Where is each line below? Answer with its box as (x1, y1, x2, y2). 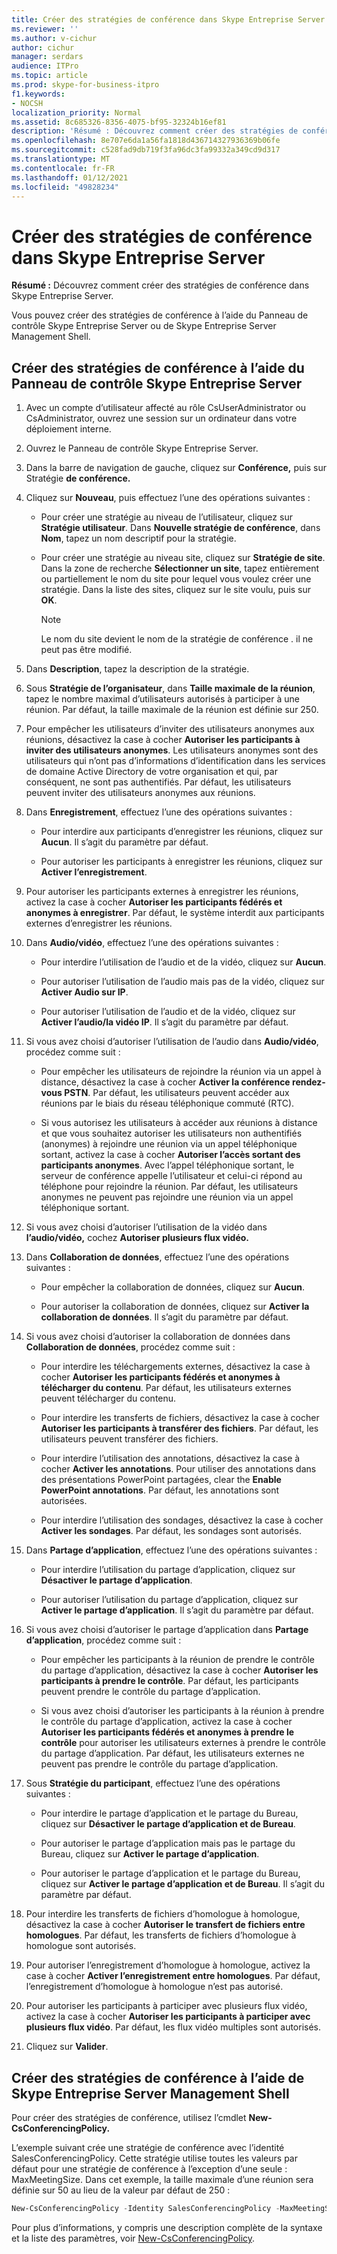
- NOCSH (11, 98, 44, 108)
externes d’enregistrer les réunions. (25, 917, 173, 930)
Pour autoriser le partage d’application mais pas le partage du (40, 1837, 296, 1850)
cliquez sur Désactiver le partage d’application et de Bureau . (40, 1818, 296, 1830)
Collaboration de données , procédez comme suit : (25, 1341, 236, 1353)
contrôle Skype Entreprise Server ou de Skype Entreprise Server (11, 320, 277, 332)
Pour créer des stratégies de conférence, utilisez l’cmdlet (11, 2111, 247, 2123)
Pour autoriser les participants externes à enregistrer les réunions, (25, 886, 299, 898)
